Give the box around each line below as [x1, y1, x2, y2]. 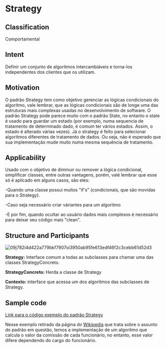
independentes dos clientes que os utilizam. [5, 69, 96, 75]
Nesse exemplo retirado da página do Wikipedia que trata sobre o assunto [5, 322, 158, 328]
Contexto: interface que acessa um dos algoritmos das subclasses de [5, 279, 150, 285]
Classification [5, 23, 49, 31]
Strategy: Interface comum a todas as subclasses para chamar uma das [5, 254, 154, 260]
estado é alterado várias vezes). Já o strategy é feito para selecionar [5, 128, 146, 135]
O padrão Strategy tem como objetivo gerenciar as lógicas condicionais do [5, 97, 159, 103]
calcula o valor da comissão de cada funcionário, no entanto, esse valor [5, 332, 153, 338]
